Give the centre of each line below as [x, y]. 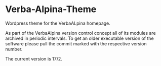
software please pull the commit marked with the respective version [76, 43]
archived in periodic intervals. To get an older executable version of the [79, 38]
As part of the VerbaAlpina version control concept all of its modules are [80, 33]
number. [14, 49]
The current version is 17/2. [34, 58]
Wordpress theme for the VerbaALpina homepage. [58, 23]
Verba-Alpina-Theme [51, 9]
